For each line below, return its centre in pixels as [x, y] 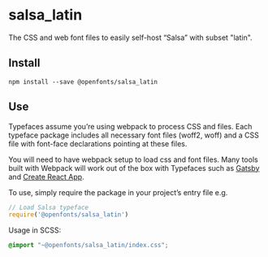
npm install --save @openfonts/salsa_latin [83, 82]
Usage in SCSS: [35, 230]
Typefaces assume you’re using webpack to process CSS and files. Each [130, 126]
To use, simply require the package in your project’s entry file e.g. [118, 192]
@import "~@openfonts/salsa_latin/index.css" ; [89, 246]
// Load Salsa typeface [49, 207]
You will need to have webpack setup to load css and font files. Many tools [133, 159]
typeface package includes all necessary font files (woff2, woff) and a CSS [134, 135]
